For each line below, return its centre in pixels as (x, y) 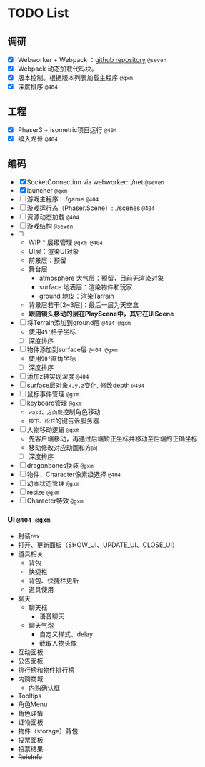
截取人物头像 (58, 643)
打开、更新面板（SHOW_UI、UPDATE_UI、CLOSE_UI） (98, 545)
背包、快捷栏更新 (54, 581)
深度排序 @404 (38, 86)
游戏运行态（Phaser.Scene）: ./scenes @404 (91, 208)
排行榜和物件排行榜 (46, 670)
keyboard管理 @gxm (54, 403)
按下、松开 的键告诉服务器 (64, 421)
